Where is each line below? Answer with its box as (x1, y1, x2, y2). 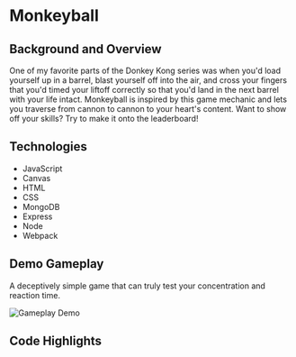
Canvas (22, 172, 51, 183)
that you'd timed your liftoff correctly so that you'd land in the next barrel (9, 85, 279, 95)
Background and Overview (9, 41, 162, 57)
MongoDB (22, 201, 60, 212)
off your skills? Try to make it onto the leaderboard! (9, 114, 199, 124)
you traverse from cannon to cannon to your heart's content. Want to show (9, 104, 287, 114)
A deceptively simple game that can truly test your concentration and (9, 280, 265, 291)
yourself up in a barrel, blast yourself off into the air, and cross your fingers (9, 75, 288, 86)
